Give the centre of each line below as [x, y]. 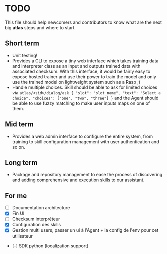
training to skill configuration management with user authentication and [85, 142]
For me [16, 196]
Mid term [19, 125]
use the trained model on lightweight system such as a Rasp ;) [76, 82]
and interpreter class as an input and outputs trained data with [76, 66]
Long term [21, 163]
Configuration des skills [37, 225]
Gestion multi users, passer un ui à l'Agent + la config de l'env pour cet [85, 230]
